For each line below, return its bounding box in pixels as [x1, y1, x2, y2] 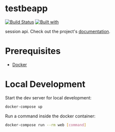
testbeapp [5, 3, 48, 14]
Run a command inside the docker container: [5, 113, 95, 119]
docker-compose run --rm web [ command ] [5, 122, 87, 127]
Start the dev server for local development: [5, 94, 92, 100]
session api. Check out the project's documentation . [5, 28, 111, 34]
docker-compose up [5, 104, 43, 109]
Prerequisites [5, 46, 61, 57]
